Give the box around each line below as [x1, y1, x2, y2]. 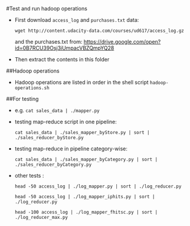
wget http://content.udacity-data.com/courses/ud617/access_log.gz [14, 28, 184, 34]
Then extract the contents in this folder [14, 56, 110, 63]
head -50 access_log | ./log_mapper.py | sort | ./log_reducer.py [14, 184, 182, 189]
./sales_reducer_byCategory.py [14, 162, 92, 168]
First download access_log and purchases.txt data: [14, 17, 139, 23]
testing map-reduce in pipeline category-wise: [14, 145, 128, 152]
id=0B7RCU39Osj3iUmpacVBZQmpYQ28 [14, 44, 114, 51]
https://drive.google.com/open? [83, 38, 161, 45]
